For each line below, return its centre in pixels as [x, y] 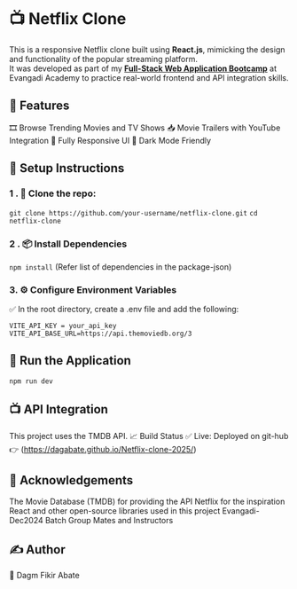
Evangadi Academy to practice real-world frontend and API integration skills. [149, 77]
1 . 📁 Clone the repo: [53, 193]
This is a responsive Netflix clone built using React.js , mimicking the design [147, 49]
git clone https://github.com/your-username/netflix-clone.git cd [133, 214]
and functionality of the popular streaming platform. [103, 59]
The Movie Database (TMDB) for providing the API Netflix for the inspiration [147, 502]
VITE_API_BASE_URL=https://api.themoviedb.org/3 [101, 334]
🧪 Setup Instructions [67, 168]
